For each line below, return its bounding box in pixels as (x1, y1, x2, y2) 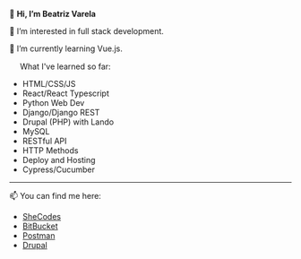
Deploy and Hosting (21, 155, 96, 165)
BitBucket (21, 220, 58, 231)
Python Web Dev (21, 98, 85, 108)
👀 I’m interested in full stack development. (9, 26, 164, 36)
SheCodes (21, 212, 61, 221)
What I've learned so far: (19, 61, 111, 72)
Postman (21, 230, 56, 241)
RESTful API (21, 135, 67, 146)
